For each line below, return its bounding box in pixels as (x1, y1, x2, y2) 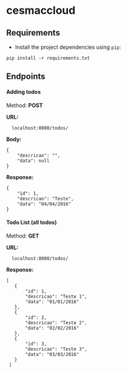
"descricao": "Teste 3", (25, 346, 87, 352)
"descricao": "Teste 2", (25, 319, 87, 325)
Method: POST (6, 102, 43, 109)
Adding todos (6, 88, 41, 95)
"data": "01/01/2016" (25, 298, 79, 304)
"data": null (17, 158, 50, 164)
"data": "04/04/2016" (17, 201, 71, 207)
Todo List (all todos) (6, 219, 57, 226)
